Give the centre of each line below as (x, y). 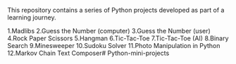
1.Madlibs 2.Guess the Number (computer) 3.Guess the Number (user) (109, 31)
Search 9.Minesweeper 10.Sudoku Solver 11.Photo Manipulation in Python (114, 46)
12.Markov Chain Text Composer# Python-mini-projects (88, 53)
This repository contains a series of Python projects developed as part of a (116, 10)
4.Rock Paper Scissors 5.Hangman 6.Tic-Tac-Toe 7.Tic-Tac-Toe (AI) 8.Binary (118, 38)
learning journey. (32, 17)
